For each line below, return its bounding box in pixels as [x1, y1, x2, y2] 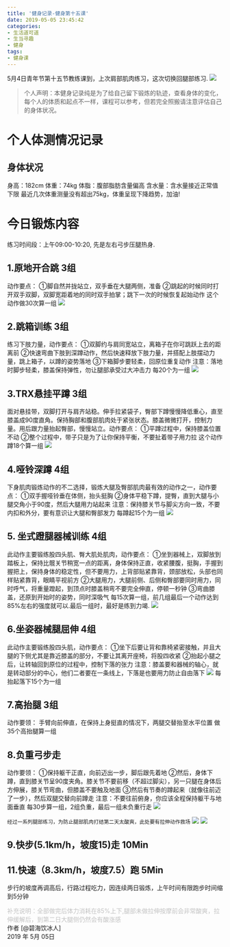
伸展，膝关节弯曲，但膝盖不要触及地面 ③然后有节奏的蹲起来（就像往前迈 [12, 785, 221, 794]
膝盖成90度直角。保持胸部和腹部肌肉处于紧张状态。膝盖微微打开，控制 [7, 416, 207, 425]
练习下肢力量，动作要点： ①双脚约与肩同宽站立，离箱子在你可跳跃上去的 [7, 340, 216, 349]
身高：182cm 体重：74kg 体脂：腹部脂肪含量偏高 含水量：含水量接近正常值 [7, 181, 219, 189]
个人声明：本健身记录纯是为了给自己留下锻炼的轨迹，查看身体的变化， [23, 88, 222, 97]
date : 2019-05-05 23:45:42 [7, 16, 84, 23]
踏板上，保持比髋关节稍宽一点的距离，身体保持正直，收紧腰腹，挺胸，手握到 [7, 559, 223, 567]
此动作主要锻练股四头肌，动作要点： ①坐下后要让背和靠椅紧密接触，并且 [7, 643, 216, 651]
